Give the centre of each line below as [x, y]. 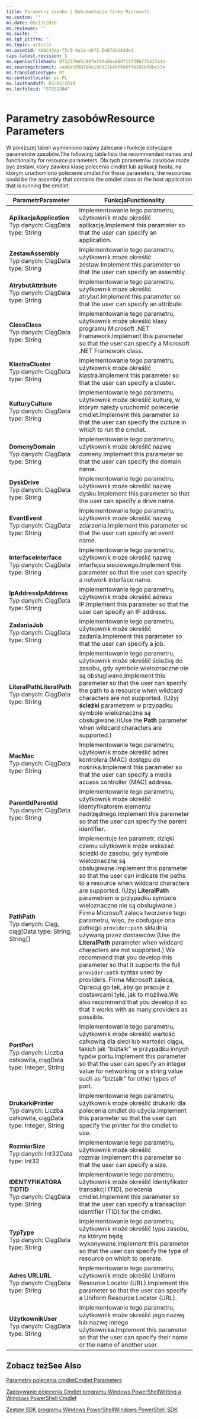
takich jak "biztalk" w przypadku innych [134, 1048]
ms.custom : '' [24, 17]
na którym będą [101, 1236]
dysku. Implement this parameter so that [134, 493]
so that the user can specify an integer [133, 1063]
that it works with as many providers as [133, 1009]
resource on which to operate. [121, 1258]
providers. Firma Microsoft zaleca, [127, 980]
